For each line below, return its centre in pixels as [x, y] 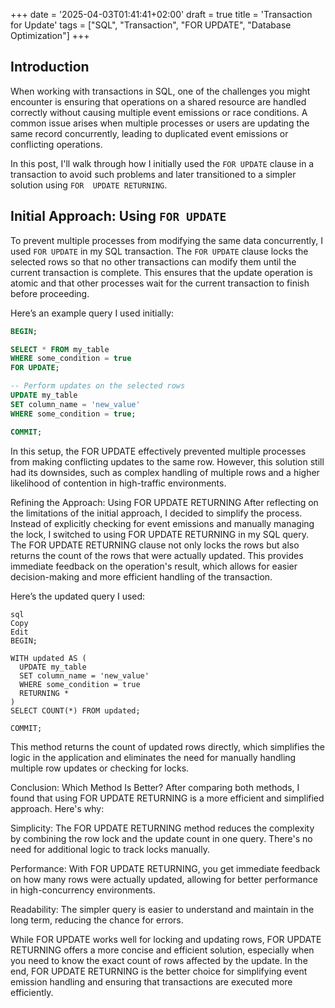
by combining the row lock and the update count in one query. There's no [161, 838]
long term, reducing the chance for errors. [97, 920]
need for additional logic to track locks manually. [110, 849]
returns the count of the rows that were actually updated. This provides [157, 555]
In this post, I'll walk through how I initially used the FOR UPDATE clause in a [162, 163]
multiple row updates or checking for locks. [100, 768]
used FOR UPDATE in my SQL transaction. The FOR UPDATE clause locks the [159, 251]
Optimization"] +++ [50, 35]
